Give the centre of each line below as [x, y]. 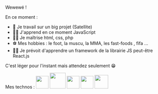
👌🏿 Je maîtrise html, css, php [43, 38]
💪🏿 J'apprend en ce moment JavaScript [54, 32]
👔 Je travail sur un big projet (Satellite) [52, 27]
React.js [21, 56]
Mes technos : [20, 87]
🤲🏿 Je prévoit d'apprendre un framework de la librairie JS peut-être [83, 51]
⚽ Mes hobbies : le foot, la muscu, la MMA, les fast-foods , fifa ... [80, 43]
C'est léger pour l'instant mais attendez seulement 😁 [61, 66]
